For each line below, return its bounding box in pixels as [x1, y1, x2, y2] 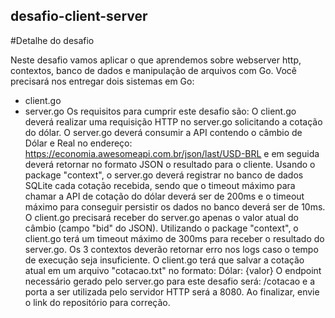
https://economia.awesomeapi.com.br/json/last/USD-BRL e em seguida [24, 147, 320, 159]
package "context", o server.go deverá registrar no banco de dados [24, 169, 304, 181]
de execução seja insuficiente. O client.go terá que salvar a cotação [24, 254, 305, 266]
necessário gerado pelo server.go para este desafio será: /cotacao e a [24, 275, 316, 287]
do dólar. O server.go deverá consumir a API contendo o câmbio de [24, 126, 303, 138]
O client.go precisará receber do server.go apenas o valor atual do [24, 211, 299, 223]
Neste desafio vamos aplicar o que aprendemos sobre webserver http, [10, 54, 302, 66]
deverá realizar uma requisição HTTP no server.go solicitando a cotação [24, 115, 323, 128]
